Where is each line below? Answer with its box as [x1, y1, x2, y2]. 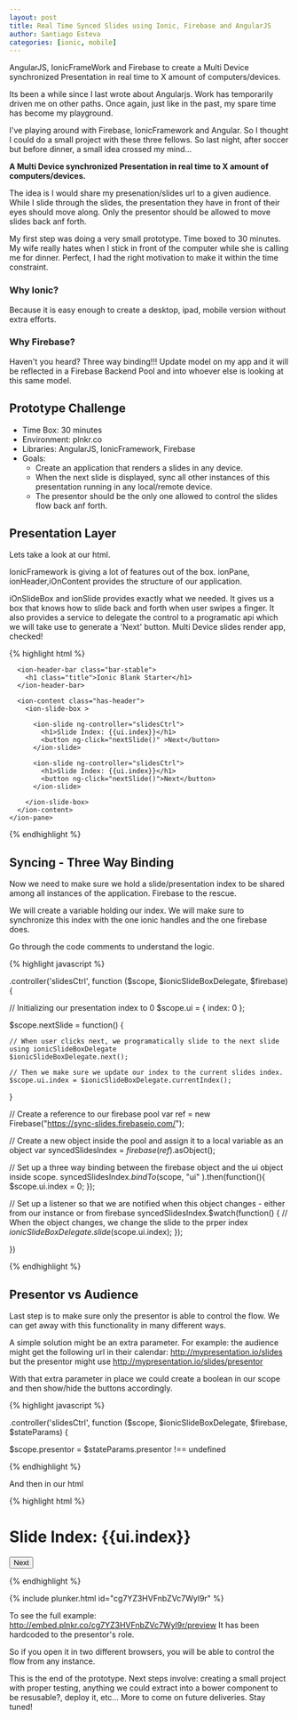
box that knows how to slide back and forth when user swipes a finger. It [9, 602, 275, 614]
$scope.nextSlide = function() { [9, 1020, 124, 1030]
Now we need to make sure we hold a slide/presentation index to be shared [9, 878, 286, 890]
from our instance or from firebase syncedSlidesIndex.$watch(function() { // [9, 1207, 288, 1219]
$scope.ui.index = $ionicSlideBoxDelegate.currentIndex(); [9, 1076, 232, 1085]
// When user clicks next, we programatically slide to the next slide [9, 1037, 279, 1046]
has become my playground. [9, 108, 114, 118]
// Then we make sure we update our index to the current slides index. [9, 1069, 284, 1077]
